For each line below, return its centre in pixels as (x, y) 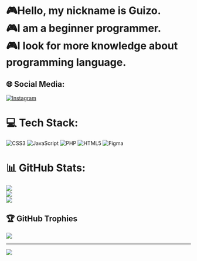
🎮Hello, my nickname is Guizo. (84, 11)
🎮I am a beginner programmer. (84, 28)
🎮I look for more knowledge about (92, 46)
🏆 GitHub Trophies (42, 219)
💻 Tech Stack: (42, 123)
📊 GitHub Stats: (46, 168)
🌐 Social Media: (35, 84)
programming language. (66, 62)
